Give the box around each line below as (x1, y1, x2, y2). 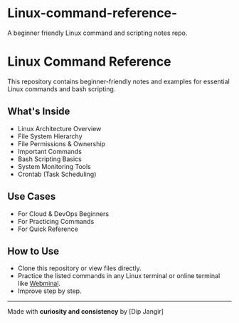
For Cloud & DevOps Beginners (17, 209, 109, 218)
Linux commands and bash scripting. (7, 84, 116, 93)
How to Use (7, 245, 60, 257)
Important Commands (17, 147, 82, 155)
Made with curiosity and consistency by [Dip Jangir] (7, 307, 164, 316)
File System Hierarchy (17, 132, 83, 140)
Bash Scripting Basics (17, 155, 82, 163)
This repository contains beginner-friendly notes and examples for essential (7, 77, 230, 86)
